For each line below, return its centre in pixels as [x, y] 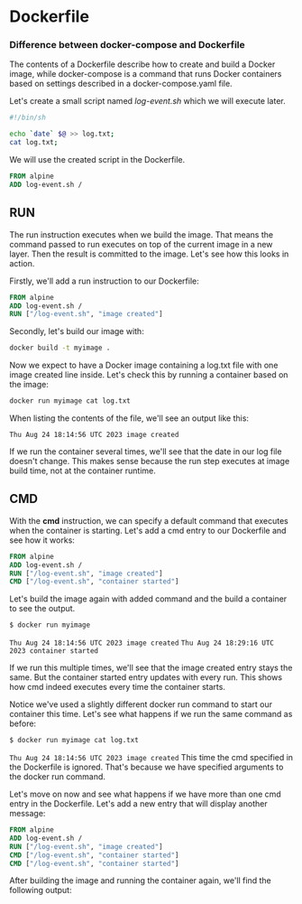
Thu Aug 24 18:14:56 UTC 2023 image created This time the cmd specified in [151, 758]
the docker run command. [58, 777]
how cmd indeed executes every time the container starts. [117, 687]
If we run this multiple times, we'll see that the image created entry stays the [151, 668]
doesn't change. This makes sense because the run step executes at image [150, 461]
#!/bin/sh [28, 118]
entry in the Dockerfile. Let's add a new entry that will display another [138, 804]
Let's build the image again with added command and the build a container [148, 599]
